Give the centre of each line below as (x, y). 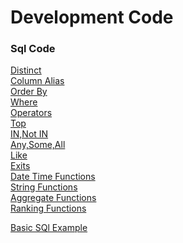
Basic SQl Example (49, 228)
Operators (31, 113)
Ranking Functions (48, 208)
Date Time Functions (53, 177)
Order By (29, 92)
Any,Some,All (38, 145)
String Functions (44, 187)
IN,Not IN (29, 134)
